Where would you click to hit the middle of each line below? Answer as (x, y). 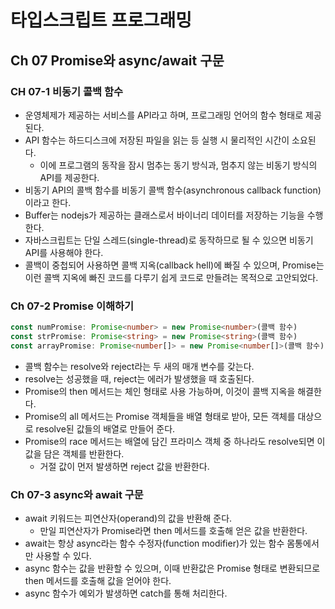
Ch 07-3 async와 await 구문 (77, 494)
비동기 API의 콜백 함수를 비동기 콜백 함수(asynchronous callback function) (173, 190)
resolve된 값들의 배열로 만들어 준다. (105, 428)
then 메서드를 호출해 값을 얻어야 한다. (98, 581)
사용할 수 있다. (63, 556)
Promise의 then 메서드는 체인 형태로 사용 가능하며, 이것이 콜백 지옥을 (160, 391)
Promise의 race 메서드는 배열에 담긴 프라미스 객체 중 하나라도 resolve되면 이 (175, 441)
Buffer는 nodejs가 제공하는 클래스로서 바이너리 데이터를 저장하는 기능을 (164, 215)
